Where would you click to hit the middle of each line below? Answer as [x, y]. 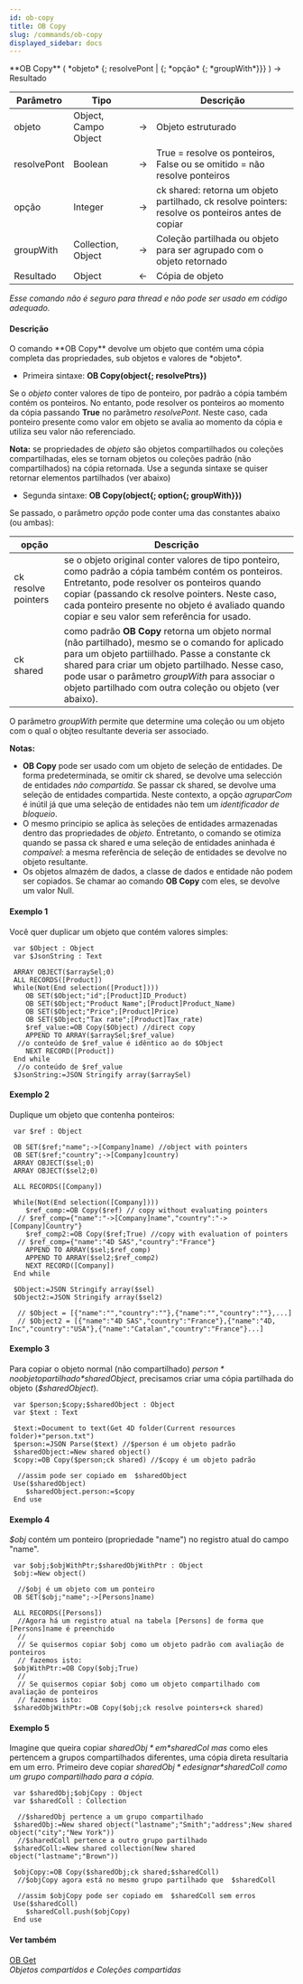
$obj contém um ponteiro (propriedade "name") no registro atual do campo [149, 1539]
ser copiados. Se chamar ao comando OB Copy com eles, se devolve [151, 881]
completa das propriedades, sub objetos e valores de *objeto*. [126, 359]
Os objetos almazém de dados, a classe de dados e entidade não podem [157, 872]
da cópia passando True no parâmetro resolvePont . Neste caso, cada [138, 413]
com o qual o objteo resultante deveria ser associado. [109, 731]
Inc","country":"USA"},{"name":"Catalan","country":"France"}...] [137, 1329]
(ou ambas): [32, 523]
